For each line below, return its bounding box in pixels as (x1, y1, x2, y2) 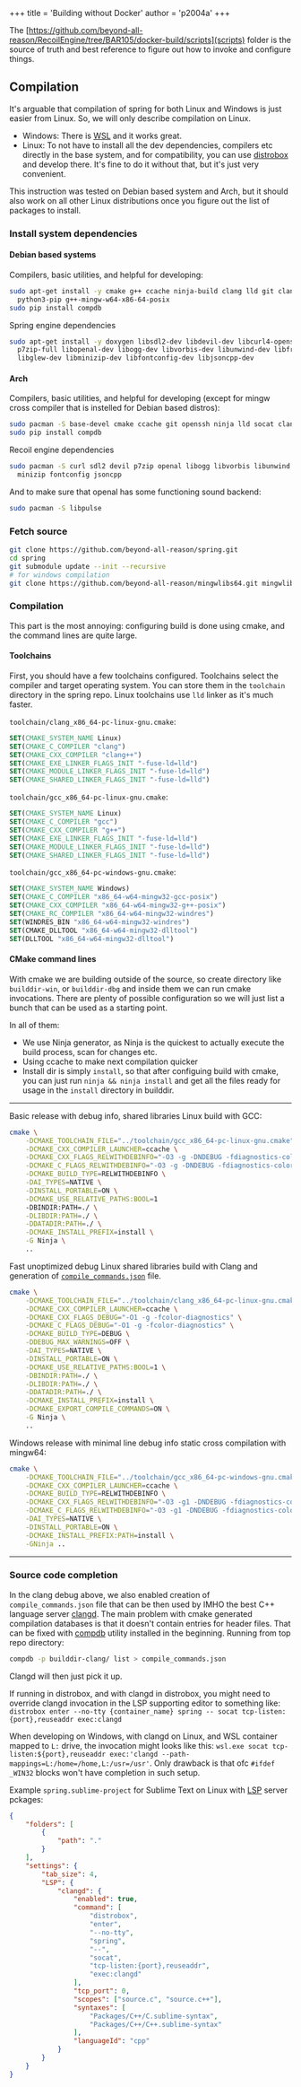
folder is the (246, 35, 291, 45)
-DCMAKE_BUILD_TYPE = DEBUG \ (25, 1330, 130, 1339)
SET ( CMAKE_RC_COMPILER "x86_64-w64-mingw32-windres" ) (9, 910, 215, 919)
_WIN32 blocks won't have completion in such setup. (9, 1767, 201, 1777)
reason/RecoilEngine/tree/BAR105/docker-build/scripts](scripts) (9, 35, 245, 45)
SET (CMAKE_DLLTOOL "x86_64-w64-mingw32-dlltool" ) (9, 926, 199, 935)
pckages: (9, 1794, 44, 1804)
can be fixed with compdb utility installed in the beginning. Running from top (9, 1628, 291, 1638)
